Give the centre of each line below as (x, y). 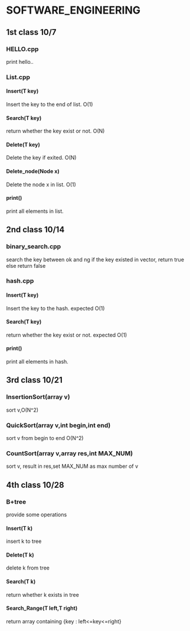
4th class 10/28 (35, 485)
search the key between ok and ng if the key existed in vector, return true (95, 259)
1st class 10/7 (31, 32)
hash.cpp (20, 281)
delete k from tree (28, 568)
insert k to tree (24, 541)
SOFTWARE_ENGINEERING (73, 10)
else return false (26, 266)
